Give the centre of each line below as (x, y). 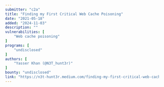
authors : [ (16, 59)
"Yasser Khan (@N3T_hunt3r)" (43, 63)
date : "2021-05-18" (25, 18)
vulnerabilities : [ (25, 32)
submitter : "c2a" (23, 9)
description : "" (21, 28)
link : (10, 77)
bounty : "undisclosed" (28, 72)
